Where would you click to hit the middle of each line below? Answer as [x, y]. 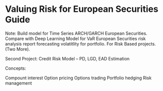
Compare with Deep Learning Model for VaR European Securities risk [76, 39]
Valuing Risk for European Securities [82, 9]
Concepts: [16, 68]
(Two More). [18, 49]
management [19, 83]
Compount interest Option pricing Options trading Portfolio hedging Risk [78, 78]
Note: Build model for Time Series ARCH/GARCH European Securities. [76, 33]
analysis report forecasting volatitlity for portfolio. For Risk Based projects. [81, 44]
